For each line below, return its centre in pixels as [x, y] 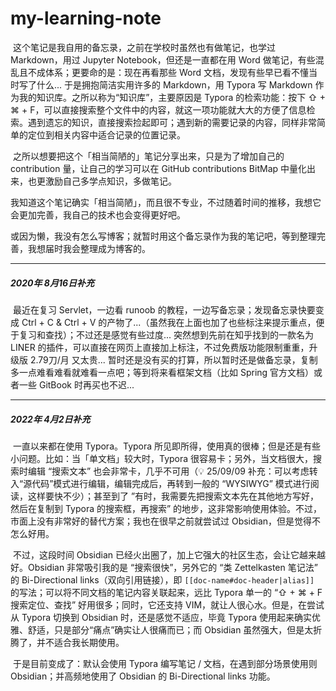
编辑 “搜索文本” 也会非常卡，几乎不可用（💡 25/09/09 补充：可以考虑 [168, 471]
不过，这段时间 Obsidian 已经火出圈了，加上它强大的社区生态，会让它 [156, 554]
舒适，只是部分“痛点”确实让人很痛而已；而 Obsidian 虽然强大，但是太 [170, 629]
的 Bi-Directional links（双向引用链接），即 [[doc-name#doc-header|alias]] [162, 579]
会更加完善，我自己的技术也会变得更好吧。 [98, 214]
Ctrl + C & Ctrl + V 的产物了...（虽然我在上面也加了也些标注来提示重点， [169, 322]
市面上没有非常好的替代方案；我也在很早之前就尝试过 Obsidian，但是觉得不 [166, 521]
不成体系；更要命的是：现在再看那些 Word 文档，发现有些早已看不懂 [168, 72]
